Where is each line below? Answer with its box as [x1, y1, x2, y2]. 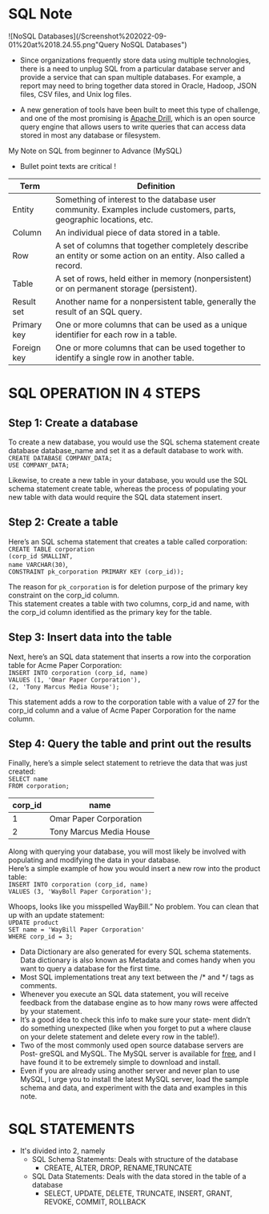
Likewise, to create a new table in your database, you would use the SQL [8, 475, 248, 484]
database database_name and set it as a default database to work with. [8, 445, 244, 455]
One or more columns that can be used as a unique [54, 319, 247, 330]
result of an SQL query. [54, 306, 143, 317]
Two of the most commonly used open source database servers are [19, 1040, 244, 1050]
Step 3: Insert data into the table [8, 630, 172, 645]
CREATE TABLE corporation [8, 545, 94, 553]
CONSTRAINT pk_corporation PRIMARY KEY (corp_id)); [8, 568, 184, 576]
